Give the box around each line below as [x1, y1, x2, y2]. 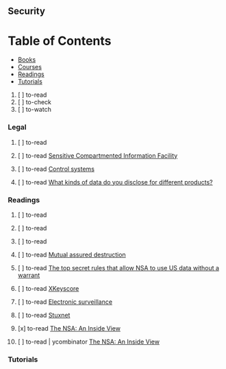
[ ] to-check [17, 98, 52, 106]
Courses [17, 63, 42, 71]
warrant [17, 271, 40, 279]
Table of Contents [8, 33, 112, 49]
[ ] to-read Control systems [17, 165, 95, 173]
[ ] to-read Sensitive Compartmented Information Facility [17, 151, 178, 160]
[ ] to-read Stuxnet [17, 311, 71, 319]
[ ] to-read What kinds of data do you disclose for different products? [17, 178, 213, 186]
